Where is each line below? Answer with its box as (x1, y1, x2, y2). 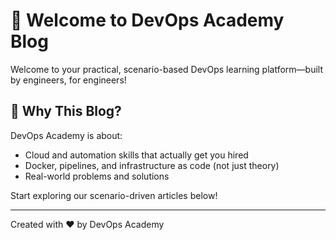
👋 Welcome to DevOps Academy (10, 9, 285, 32)
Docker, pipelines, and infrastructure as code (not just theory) (24, 159, 280, 171)
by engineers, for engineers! (10, 74, 127, 86)
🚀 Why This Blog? (10, 103, 122, 120)
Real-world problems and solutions (24, 170, 170, 182)
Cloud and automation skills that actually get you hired (24, 149, 249, 161)
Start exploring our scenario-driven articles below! (10, 189, 218, 201)
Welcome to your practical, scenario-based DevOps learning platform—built (10, 63, 323, 75)
